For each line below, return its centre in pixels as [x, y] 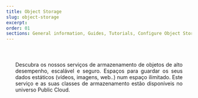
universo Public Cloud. [43, 90]
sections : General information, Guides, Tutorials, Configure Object [93, 34]
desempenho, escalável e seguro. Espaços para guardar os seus [99, 71]
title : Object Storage [34, 12]
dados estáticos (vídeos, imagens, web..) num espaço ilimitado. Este [99, 77]
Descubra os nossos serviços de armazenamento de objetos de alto [99, 65]
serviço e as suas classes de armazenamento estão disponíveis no [99, 84]
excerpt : [17, 22]
